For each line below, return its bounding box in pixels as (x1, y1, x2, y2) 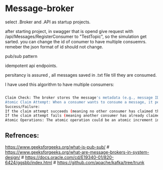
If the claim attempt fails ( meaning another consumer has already (5, 113, 145, 118)
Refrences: (5, 131, 39, 139)
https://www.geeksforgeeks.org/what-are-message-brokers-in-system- (5, 149, 149, 155)
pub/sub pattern (5, 53, 38, 59)
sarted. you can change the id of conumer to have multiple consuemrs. (5, 38, 147, 44)
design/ (5, 154, 20, 160)
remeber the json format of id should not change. (5, 44, 103, 50)
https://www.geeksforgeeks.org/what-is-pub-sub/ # (5, 144, 110, 150)
